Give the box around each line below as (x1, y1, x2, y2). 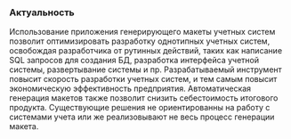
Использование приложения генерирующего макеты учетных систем (9, 27, 276, 37)
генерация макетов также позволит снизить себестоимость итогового (9, 93, 279, 103)
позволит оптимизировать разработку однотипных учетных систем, (9, 36, 271, 46)
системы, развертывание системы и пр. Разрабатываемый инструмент (9, 64, 282, 75)
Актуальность (9, 6, 76, 19)
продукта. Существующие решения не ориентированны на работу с (9, 102, 271, 113)
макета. (9, 121, 39, 132)
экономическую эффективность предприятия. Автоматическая (9, 83, 252, 94)
